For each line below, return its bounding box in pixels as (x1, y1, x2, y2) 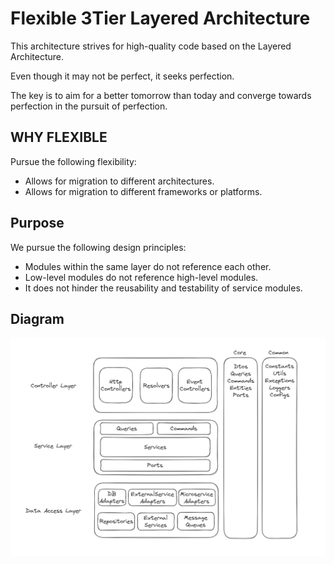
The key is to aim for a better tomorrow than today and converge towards (10, 89, 312, 101)
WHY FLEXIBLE (10, 129, 108, 146)
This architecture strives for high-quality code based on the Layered (10, 40, 292, 52)
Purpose (10, 215, 65, 232)
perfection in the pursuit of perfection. (10, 100, 168, 112)
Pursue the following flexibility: (10, 155, 137, 167)
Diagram (10, 310, 65, 327)
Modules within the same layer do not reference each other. (24, 260, 272, 272)
